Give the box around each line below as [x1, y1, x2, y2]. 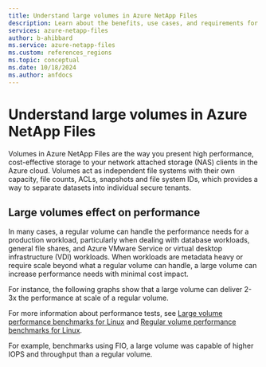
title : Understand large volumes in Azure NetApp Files [8, 11, 198, 20]
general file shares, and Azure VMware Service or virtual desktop [8, 244, 223, 254]
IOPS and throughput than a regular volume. [8, 349, 153, 359]
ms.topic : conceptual [8, 57, 80, 65]
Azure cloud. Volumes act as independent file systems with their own [8, 165, 235, 176]
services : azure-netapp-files [8, 26, 109, 34]
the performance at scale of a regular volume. [18, 293, 169, 303]
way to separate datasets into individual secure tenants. [8, 183, 191, 192]
